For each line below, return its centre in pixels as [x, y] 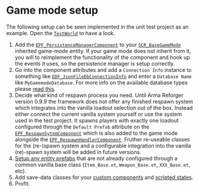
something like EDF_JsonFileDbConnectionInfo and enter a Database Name [103, 76]
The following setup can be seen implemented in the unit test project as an [97, 27]
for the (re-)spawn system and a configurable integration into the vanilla [103, 146]
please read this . [35, 89]
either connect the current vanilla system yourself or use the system [98, 114]
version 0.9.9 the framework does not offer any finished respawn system [104, 101]
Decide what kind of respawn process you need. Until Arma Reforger [99, 95]
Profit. [22, 183]
